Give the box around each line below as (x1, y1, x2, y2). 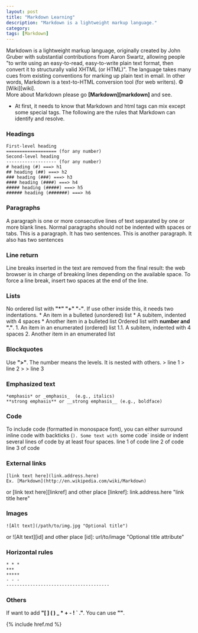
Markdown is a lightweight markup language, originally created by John (6, 47, 181, 54)
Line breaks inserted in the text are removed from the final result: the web (6, 264, 186, 271)
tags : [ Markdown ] (6, 31, 49, 37)
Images (6, 509, 28, 517)
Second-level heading (6, 154, 60, 160)
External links (6, 459, 46, 468)
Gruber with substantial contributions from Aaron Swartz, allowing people (6, 53, 185, 60)
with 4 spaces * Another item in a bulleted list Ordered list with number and (6, 318, 190, 325)
